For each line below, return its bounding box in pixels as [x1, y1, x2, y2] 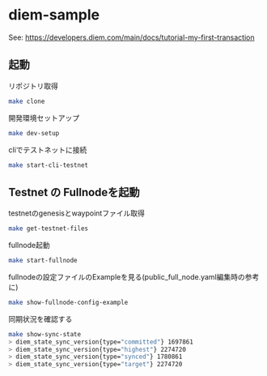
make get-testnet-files [8, 224, 89, 233]
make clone [8, 97, 45, 105]
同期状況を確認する [8, 314, 73, 323]
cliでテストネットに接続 [8, 144, 87, 155]
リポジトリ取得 [8, 81, 58, 91]
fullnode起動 [8, 241, 50, 250]
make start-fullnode [8, 257, 78, 265]
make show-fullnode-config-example [8, 298, 129, 306]
